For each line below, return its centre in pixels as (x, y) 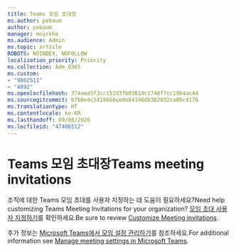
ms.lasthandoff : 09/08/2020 (49, 120)
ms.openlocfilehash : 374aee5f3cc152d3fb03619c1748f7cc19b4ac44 (103, 93)
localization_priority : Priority (57, 61)
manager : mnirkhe (33, 34)
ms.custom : (23, 73)
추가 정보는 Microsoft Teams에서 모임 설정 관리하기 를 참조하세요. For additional (118, 233)
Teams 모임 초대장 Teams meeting (106, 164)
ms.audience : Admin (36, 41)
